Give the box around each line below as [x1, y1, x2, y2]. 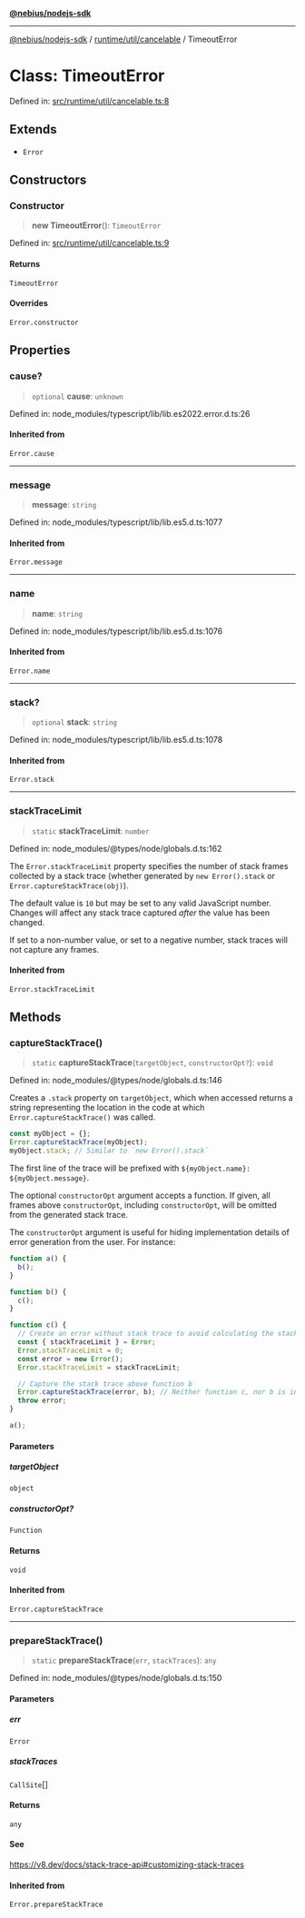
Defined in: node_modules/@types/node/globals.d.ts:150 [9, 1673, 222, 1684]
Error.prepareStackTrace [9, 1900, 103, 1910]
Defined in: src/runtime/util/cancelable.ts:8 [9, 95, 170, 106]
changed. [9, 916, 45, 927]
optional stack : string [31, 717, 118, 727]
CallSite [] [9, 1779, 48, 1790]
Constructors [9, 173, 87, 188]
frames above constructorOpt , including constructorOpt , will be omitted [9, 1200, 277, 1211]
